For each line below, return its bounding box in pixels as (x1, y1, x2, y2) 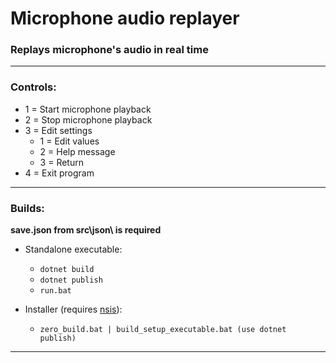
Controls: (10, 80, 57, 94)
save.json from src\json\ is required (10, 224, 162, 236)
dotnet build (39, 265, 95, 275)
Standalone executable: (24, 243, 123, 256)
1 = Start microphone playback (24, 103, 152, 115)
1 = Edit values (39, 135, 100, 147)
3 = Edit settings (24, 124, 93, 136)
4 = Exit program (24, 167, 95, 179)
